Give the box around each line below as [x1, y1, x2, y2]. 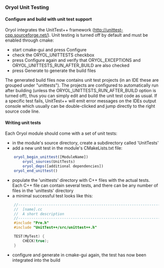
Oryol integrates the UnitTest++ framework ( [5, 27, 94, 33]
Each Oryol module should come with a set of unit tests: [5, 130, 118, 136]
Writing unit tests [5, 120, 41, 125]
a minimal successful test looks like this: [12, 193, 93, 198]
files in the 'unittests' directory [12, 188, 74, 194]
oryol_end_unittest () [14, 168, 58, 173]
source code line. [5, 108, 40, 114]
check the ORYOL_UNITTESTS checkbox [12, 52, 95, 58]
